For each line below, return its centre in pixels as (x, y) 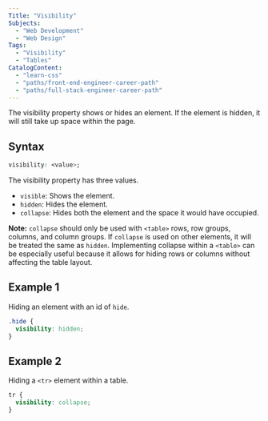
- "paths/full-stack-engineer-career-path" (89, 90)
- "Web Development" (50, 30)
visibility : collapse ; (53, 403)
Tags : (17, 46)
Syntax (26, 146)
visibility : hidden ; (50, 329)
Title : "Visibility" (43, 16)
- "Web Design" (41, 38)
